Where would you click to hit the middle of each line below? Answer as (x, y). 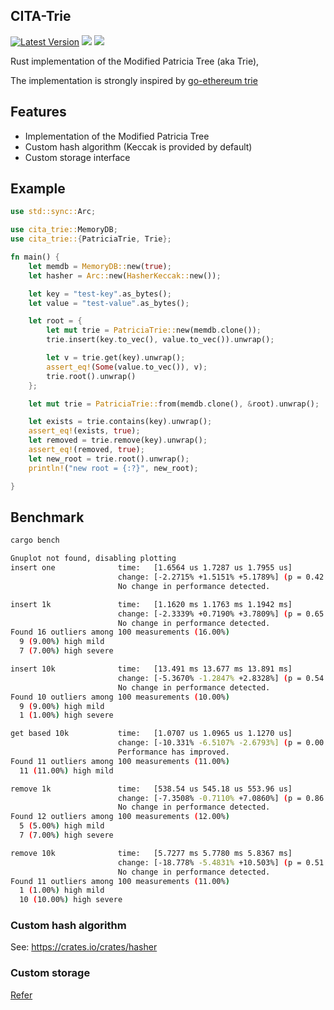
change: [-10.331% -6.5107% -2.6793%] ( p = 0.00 (221, 743)
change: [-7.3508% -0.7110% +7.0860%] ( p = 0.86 (221, 798)
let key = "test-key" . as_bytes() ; (100, 294)
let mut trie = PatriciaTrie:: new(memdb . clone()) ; (154, 330)
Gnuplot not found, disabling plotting (93, 559)
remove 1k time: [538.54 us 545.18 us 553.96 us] (151, 789)
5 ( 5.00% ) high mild (62, 826)
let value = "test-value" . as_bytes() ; (109, 303)
